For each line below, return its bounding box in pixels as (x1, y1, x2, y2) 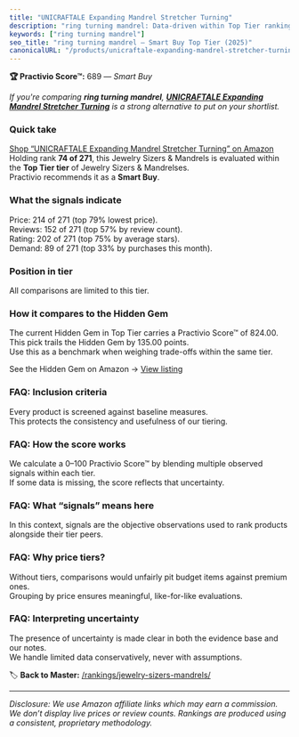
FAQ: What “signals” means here (9, 499, 155, 512)
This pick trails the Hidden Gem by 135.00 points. (9, 337, 190, 348)
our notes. (9, 642, 47, 652)
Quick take (9, 124, 57, 136)
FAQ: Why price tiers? (9, 551, 106, 563)
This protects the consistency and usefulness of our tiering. (9, 416, 229, 426)
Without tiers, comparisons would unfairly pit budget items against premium (9, 571, 287, 582)
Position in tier (9, 264, 73, 277)
